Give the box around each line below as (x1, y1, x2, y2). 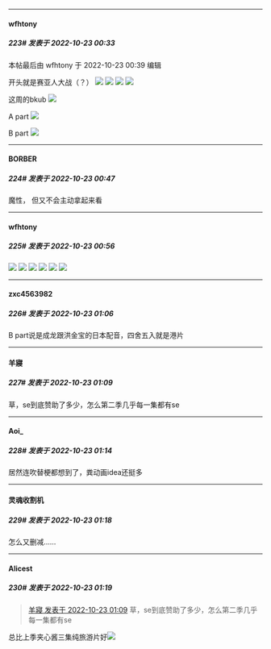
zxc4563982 (8, 289, 53, 299)
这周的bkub (8, 94, 47, 104)
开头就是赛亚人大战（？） (8, 77, 94, 87)
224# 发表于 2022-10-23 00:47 (8, 173, 115, 183)
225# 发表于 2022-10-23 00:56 (8, 241, 115, 251)
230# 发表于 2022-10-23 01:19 (8, 583, 113, 593)
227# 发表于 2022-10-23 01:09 (8, 378, 113, 388)
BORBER (8, 154, 38, 164)
